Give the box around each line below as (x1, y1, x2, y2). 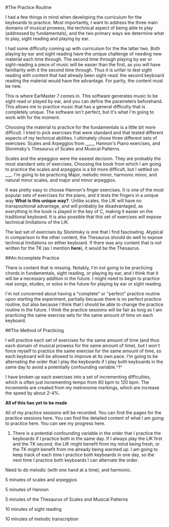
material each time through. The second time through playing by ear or (5, 56, 152, 62)
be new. (5, 83, 22, 89)
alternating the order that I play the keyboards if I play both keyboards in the (5, 359, 163, 364)
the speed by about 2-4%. (5, 390, 61, 396)
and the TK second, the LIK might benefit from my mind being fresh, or (12, 441, 160, 447)
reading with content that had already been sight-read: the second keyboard (5, 72, 164, 78)
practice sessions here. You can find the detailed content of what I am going (5, 415, 164, 421)
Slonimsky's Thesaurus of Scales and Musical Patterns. (5, 146, 121, 151)
